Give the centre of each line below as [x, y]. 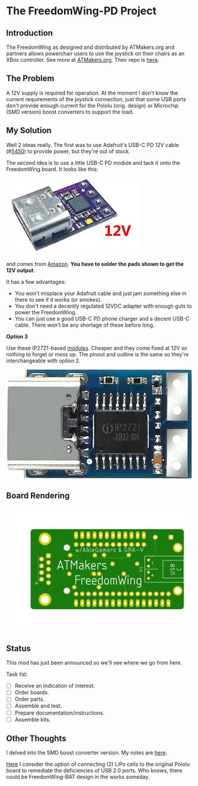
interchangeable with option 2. [44, 361]
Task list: [17, 674]
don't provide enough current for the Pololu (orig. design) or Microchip [92, 105]
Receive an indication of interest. [55, 686]
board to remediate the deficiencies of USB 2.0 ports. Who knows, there [94, 771]
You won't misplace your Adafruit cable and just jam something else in [100, 293]
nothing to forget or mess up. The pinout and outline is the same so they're [98, 354]
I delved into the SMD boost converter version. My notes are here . [87, 753]
